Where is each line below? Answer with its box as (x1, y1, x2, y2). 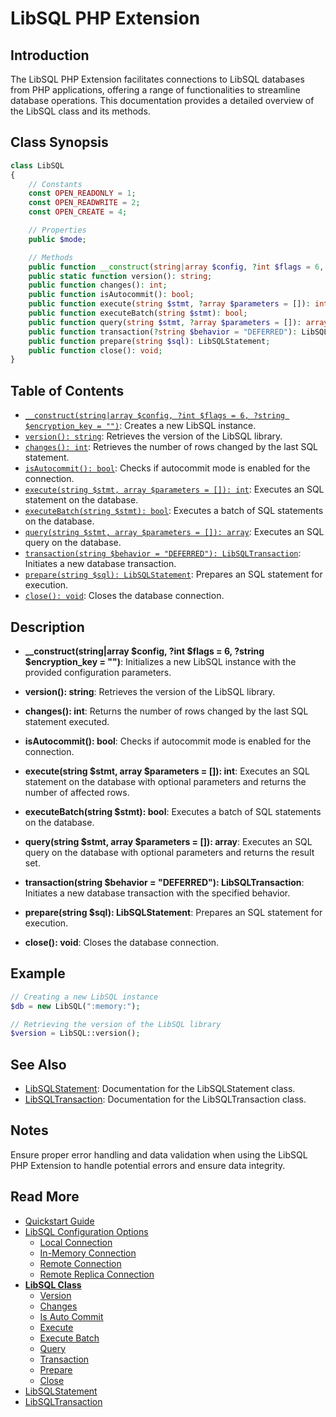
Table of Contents (10, 382, 125, 399)
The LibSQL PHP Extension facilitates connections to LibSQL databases (10, 73, 305, 85)
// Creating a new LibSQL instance (10, 992, 159, 1002)
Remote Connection (39, 1257, 122, 1269)
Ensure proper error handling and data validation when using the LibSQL (10, 1148, 308, 1161)
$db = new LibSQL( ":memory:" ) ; (10, 1001, 141, 1011)
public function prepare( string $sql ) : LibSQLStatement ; (28, 336, 271, 346)
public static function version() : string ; (28, 271, 213, 281)
